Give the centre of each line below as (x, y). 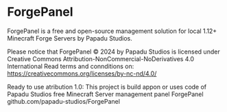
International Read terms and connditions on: (71, 66)
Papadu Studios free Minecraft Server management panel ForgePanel (105, 94)
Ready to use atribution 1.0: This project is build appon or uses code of (107, 87)
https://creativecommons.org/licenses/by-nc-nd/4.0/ (82, 74)
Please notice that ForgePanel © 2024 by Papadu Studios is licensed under (114, 52)
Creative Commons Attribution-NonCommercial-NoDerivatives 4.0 (100, 58)
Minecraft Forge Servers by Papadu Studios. (70, 38)
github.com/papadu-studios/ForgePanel (63, 101)
